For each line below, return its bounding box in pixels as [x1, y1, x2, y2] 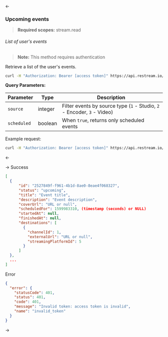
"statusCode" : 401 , [14, 290, 55, 295]
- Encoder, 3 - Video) [61, 109, 113, 116]
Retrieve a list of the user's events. [5, 63, 76, 69]
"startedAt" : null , [18, 211, 59, 216]
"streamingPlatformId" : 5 [27, 239, 81, 244]
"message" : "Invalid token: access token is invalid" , [14, 304, 131, 309]
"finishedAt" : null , [18, 216, 61, 221]
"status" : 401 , [14, 295, 46, 300]
